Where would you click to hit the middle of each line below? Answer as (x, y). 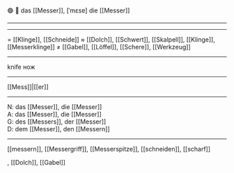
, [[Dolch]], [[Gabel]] (37, 162)
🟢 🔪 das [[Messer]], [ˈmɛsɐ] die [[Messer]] (69, 10)
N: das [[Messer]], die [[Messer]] (55, 107)
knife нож (21, 67)
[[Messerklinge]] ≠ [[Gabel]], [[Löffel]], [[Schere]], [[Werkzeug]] (99, 47)
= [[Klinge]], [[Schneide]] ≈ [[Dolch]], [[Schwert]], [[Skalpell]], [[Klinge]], (111, 40)
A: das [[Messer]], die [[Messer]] (55, 114)
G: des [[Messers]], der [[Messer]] (57, 122)
